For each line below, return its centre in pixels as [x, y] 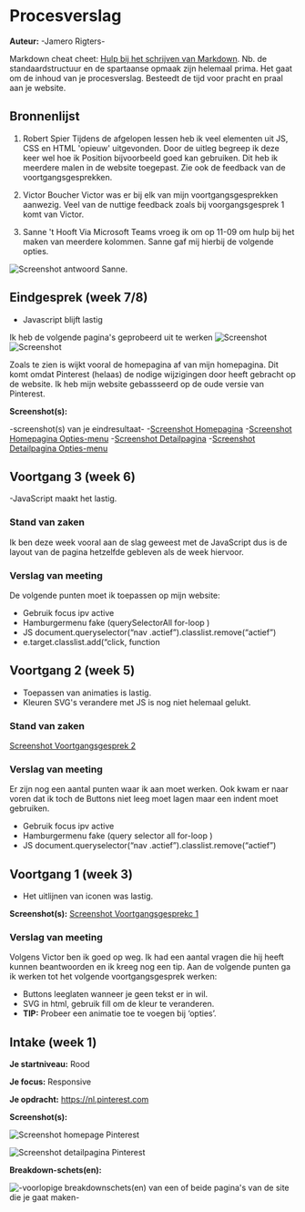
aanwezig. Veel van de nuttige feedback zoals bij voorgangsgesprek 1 [153, 204]
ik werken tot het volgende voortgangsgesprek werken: [113, 977]
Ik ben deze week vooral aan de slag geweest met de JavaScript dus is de [148, 542]
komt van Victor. [53, 214]
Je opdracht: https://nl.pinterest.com [79, 1100]
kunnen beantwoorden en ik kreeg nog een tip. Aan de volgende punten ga [150, 967]
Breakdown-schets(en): [56, 1170]
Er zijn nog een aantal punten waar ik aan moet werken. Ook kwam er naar [149, 789]
